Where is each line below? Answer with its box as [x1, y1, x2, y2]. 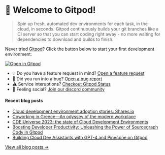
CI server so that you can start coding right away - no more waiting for [17, 31, 161, 37]
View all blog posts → [5, 144, 49, 150]
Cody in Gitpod [12, 129, 43, 135]
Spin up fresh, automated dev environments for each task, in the [17, 21, 148, 27]
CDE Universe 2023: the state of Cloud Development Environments [12, 119, 149, 125]
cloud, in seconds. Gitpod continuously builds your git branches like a [17, 26, 159, 31]
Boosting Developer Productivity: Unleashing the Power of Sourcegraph [12, 124, 159, 130]
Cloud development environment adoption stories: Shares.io [12, 108, 134, 115]
